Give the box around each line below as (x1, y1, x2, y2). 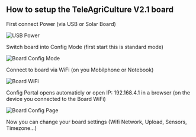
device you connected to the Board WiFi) (6, 95, 107, 102)
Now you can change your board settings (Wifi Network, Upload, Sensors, (6, 118, 188, 125)
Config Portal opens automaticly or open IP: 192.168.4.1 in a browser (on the (6, 89, 191, 96)
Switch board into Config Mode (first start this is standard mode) (6, 43, 164, 50)
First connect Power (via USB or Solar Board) (6, 20, 117, 27)
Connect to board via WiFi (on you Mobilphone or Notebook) (6, 66, 154, 73)
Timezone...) (6, 124, 37, 132)
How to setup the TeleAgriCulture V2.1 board (6, 5, 173, 15)
